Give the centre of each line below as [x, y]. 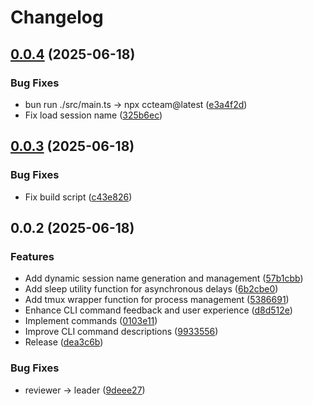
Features [32, 256]
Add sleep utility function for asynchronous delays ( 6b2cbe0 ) [151, 289]
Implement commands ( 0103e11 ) [91, 321]
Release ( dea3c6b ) [64, 342]
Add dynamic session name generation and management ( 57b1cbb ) [164, 278]
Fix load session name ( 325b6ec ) [93, 115]
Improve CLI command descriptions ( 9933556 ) [121, 332]
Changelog [57, 17]
